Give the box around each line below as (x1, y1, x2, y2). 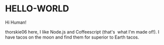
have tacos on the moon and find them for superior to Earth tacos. (5, 34, 139, 40)
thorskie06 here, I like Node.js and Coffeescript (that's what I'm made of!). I (5, 29, 160, 35)
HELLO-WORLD (5, 3, 69, 14)
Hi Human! (5, 19, 27, 25)
